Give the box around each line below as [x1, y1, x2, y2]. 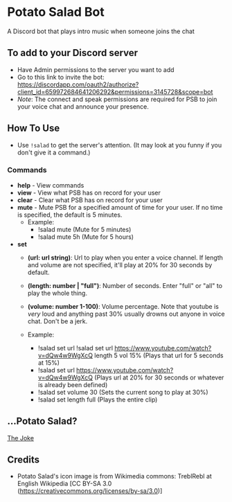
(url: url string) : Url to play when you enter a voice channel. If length [27, 253, 223, 262]
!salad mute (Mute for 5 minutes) [37, 225, 132, 233]
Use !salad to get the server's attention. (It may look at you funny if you [17, 141, 222, 149]
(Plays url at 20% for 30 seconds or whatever [94, 373, 224, 382]
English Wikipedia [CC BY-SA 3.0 [17, 479, 112, 488]
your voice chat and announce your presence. [17, 102, 149, 111]
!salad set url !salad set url [37, 343, 113, 352]
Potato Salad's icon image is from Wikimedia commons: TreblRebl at [17, 472, 213, 481]
